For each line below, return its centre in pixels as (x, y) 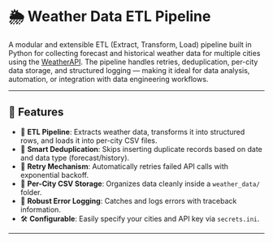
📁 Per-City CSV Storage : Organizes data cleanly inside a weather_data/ (140, 184)
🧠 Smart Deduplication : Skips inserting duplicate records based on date (141, 149)
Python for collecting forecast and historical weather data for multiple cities (134, 53)
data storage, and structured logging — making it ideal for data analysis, (129, 70)
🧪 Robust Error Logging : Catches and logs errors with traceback (128, 201)
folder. (31, 192)
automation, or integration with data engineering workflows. (108, 79)
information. (40, 210)
